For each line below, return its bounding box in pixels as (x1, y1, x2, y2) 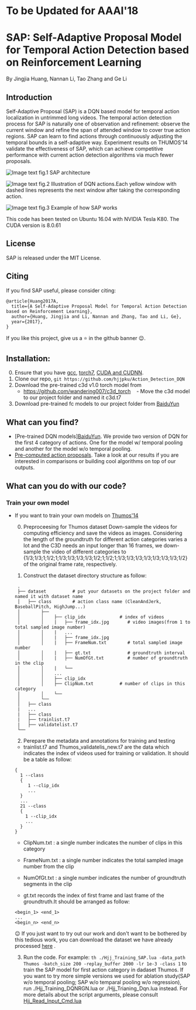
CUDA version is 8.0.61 (6, 222, 61, 229)
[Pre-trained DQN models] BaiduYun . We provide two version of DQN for (14, 433, 188, 440)
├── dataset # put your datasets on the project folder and (17, 588, 191, 594)
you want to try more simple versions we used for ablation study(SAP (23, 972, 190, 980)
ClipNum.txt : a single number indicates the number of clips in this (23, 839, 183, 846)
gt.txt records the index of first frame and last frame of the (23, 892, 164, 899)
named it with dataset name (14, 593, 83, 599)
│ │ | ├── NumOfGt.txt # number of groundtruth (17, 655, 188, 661)
